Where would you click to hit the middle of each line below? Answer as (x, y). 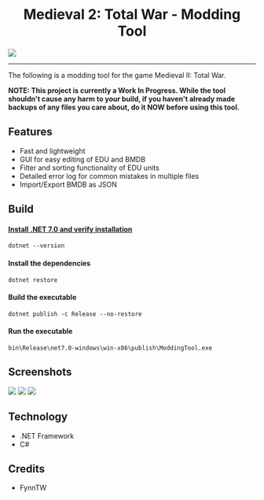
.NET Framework (47, 435)
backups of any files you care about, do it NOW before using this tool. (124, 107)
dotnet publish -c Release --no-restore (75, 314)
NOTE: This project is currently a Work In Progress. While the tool (117, 90)
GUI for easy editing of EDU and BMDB (82, 159)
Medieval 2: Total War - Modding (132, 15)
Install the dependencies (49, 263)
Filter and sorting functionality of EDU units (89, 168)
